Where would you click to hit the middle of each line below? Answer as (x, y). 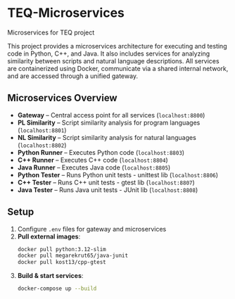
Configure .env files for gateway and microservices (92, 229)
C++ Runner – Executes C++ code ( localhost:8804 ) (93, 160)
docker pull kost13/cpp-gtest (62, 262)
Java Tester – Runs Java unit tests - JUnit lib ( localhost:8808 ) (108, 190)
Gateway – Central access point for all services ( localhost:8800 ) (111, 115)
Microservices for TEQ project (51, 32)
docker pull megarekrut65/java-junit (73, 256)
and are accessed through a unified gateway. (73, 76)
